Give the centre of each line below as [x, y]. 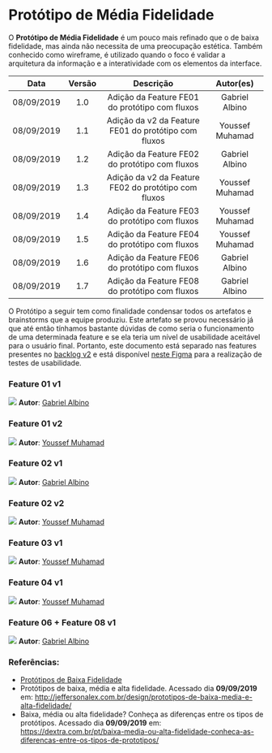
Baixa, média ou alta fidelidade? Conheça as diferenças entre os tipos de [142, 714]
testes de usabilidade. [45, 362]
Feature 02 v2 [36, 503]
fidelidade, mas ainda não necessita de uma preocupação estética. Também [136, 45]
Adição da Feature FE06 [153, 257]
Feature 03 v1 [36, 543]
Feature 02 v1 [36, 463]
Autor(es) [235, 83]
